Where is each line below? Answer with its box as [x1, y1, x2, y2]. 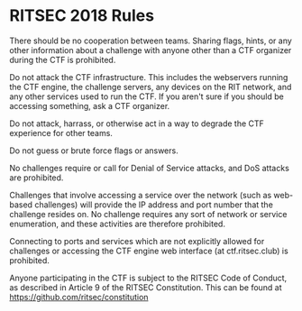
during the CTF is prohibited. [9, 54, 116, 65]
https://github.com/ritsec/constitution [9, 291, 149, 302]
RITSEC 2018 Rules [9, 5, 155, 26]
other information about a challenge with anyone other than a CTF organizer [9, 44, 292, 55]
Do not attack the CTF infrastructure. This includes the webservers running [9, 71, 288, 82]
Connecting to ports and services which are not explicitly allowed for [9, 235, 265, 246]
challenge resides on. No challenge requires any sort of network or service [9, 208, 288, 219]
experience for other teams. [9, 127, 113, 138]
